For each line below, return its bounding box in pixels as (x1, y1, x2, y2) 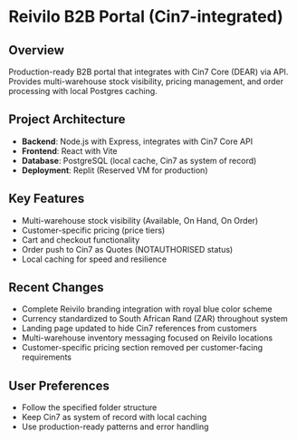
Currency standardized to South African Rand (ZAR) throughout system (21, 313, 289, 324)
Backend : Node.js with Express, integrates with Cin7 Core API (21, 136, 254, 147)
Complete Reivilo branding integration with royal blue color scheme (21, 303, 273, 314)
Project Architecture (8, 111, 126, 128)
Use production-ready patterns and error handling (21, 421, 209, 432)
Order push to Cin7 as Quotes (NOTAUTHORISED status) (21, 244, 234, 254)
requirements (21, 351, 72, 363)
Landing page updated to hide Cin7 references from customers (21, 323, 257, 334)
